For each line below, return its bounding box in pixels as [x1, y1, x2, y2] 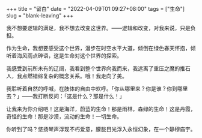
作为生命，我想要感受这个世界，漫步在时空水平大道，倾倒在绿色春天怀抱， [6, 44, 191, 52]
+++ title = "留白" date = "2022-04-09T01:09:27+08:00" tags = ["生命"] [6, 5, 185, 12]
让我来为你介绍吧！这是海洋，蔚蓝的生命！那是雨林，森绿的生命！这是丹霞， [6, 106, 196, 112]
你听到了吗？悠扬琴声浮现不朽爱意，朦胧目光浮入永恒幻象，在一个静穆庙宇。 [6, 125, 196, 133]
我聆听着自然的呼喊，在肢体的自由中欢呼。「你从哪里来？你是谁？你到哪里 [6, 85, 188, 92]
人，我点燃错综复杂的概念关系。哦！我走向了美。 [6, 73, 127, 79]
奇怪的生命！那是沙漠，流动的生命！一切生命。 [6, 113, 122, 120]
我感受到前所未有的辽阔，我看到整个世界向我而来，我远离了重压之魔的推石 [6, 65, 191, 72]
